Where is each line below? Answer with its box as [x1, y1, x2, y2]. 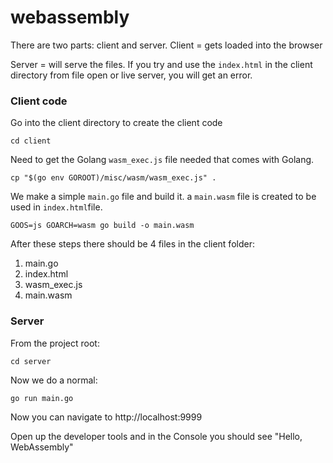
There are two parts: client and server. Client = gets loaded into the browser [10, 39, 323, 51]
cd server [10, 356, 52, 366]
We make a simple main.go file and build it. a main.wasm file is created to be [10, 191, 317, 203]
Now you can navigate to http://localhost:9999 [10, 411, 203, 423]
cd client [10, 136, 52, 146]
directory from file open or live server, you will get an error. [10, 69, 253, 81]
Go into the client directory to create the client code [10, 117, 223, 129]
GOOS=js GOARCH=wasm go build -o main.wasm [10, 221, 195, 231]
